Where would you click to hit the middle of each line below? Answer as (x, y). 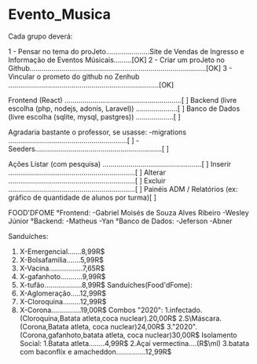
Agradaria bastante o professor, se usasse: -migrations (97, 132)
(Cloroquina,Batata (50, 318)
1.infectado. (184, 310)
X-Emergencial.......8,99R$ (62, 251)
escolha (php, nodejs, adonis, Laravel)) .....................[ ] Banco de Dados (124, 108)
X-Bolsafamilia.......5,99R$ (61, 259)
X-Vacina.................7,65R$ (62, 268)
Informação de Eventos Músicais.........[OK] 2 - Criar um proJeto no (117, 60)
